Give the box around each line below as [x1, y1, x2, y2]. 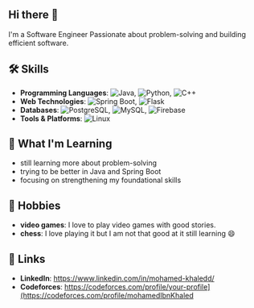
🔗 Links [8, 252, 46, 266]
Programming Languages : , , [19, 88, 172, 98]
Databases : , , [19, 105, 147, 114]
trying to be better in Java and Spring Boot [19, 167, 162, 177]
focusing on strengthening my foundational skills [19, 175, 182, 185]
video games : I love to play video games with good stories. [19, 220, 216, 230]
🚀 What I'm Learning [8, 137, 113, 151]
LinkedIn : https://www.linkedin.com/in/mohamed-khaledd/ [19, 273, 215, 283]
